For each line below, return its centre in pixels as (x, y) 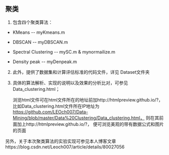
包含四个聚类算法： (33, 22)
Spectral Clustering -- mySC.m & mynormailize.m (64, 51)
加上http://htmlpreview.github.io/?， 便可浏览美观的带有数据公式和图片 (91, 124)
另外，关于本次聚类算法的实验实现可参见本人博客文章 (61, 141)
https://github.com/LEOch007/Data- (50, 112)
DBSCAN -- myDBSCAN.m (40, 42)
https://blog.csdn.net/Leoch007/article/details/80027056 (65, 147)
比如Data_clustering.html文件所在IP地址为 (56, 106)
